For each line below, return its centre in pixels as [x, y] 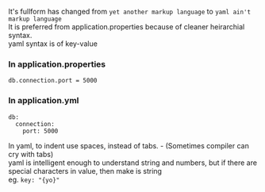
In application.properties [57, 64]
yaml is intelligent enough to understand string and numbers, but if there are [133, 163]
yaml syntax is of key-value [53, 44]
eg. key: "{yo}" [34, 179]
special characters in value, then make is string [85, 171]
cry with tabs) [31, 154]
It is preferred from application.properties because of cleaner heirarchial [127, 27]
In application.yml [44, 101]
